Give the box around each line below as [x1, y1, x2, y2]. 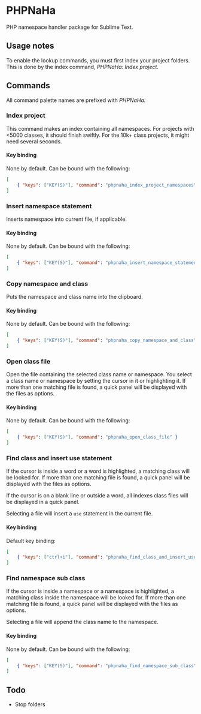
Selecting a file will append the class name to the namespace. [6, 619, 159, 626]
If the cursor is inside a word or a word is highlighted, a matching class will [6, 467, 190, 475]
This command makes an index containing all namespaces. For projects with [6, 125, 194, 132]
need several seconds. [6, 137, 62, 145]
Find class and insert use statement [6, 454, 112, 462]
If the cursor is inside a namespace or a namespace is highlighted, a [6, 587, 175, 595]
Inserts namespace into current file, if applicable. [6, 215, 127, 223]
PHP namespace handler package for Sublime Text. [6, 23, 133, 31]
